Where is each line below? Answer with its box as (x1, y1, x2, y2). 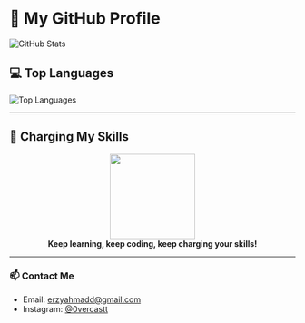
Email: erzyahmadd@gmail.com (22, 294, 142, 305)
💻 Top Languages (9, 65, 114, 81)
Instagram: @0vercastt (22, 303, 109, 314)
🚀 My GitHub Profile (9, 8, 161, 29)
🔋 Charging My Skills (9, 129, 130, 144)
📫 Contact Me (9, 269, 74, 282)
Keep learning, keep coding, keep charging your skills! (47, 238, 258, 249)
